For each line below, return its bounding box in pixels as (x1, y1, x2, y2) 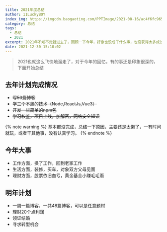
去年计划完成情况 (5, 80, 58, 89)
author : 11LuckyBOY (5, 12, 46, 17)
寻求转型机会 (12, 222, 39, 228)
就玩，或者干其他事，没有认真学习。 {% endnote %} (5, 130, 112, 136)
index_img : (5, 16, 28, 21)
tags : (5, 26, 16, 31)
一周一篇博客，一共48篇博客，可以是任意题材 (12, 203, 105, 209)
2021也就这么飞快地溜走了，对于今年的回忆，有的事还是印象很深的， (17, 58, 158, 65)
